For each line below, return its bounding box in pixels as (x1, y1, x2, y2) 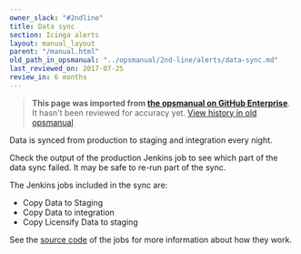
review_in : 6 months (9, 73, 88, 82)
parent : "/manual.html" (9, 47, 100, 56)
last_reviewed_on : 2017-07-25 (9, 65, 125, 74)
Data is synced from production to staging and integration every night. (9, 134, 273, 146)
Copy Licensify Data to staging (22, 216, 138, 228)
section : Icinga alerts (9, 30, 100, 39)
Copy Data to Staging (22, 197, 104, 208)
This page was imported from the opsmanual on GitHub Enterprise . (31, 97, 291, 108)
